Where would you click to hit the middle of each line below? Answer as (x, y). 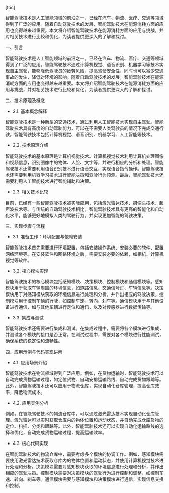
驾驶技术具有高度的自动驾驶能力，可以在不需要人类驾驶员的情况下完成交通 (82, 128)
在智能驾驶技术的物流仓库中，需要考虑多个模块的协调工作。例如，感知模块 (82, 454)
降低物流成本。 (29, 392)
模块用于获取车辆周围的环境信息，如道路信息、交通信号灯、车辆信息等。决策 (84, 288)
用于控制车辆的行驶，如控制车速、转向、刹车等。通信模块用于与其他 (89, 301)
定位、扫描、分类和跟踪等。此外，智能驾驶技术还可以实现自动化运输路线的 (82, 426)
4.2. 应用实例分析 (30, 403)
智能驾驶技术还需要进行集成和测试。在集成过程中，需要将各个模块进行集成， (84, 328)
